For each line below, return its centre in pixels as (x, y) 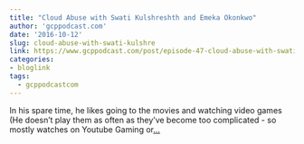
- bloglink (30, 68)
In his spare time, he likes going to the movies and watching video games (146, 110)
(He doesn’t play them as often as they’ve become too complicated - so (143, 120)
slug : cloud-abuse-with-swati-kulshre (82, 43)
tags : (19, 76)
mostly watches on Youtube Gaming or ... (85, 129)
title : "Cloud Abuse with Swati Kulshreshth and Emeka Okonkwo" (133, 18)
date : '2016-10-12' (46, 34)
